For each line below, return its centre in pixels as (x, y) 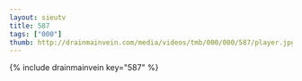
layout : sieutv (38, 17)
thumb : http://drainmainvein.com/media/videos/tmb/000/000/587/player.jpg (152, 42)
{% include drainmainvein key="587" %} (84, 68)
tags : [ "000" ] (36, 34)
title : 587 (30, 26)
